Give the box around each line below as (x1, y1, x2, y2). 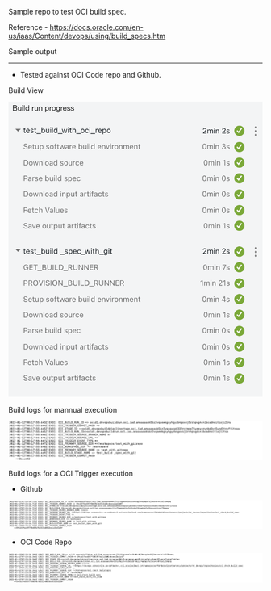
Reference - (8, 23, 48, 31)
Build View (8, 86, 44, 95)
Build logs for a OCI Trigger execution (8, 468, 134, 479)
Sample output (8, 47, 57, 56)
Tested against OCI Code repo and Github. (19, 70, 161, 79)
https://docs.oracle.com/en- (49, 23, 144, 31)
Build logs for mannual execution (8, 405, 118, 415)
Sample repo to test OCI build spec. (8, 7, 127, 16)
